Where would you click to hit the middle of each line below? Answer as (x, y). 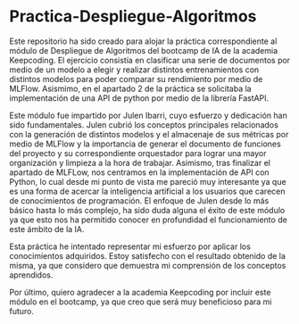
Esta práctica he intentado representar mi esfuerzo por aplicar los (130, 246)
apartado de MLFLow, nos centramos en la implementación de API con (139, 172)
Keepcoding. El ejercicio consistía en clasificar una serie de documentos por (150, 60)
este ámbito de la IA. (47, 228)
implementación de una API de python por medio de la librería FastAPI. (139, 98)
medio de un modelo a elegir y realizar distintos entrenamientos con (134, 70)
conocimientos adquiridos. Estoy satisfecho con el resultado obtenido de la (147, 255)
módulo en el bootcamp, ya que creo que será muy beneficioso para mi (141, 302)
